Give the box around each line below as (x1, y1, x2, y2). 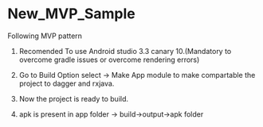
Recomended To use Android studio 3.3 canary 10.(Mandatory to (18, 46, 232, 56)
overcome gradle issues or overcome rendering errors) (18, 55, 200, 64)
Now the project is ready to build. (18, 94, 129, 103)
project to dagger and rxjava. (18, 79, 115, 88)
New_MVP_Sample (7, 5, 136, 23)
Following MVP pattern (7, 31, 83, 40)
